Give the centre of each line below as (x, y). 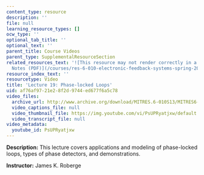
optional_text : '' (29, 46)
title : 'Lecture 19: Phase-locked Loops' (59, 85)
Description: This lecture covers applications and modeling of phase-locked (102, 147)
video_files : (23, 96)
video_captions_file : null (46, 107)
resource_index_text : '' (38, 74)
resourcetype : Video (32, 79)
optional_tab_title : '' (36, 40)
